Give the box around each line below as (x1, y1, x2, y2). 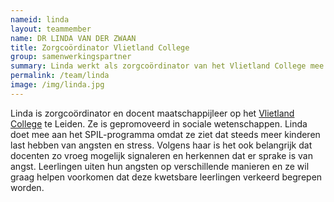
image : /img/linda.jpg (10, 80, 105, 90)
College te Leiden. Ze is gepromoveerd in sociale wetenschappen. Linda (10, 117, 308, 130)
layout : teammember (10, 24, 92, 34)
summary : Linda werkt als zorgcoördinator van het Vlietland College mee (10, 61, 325, 71)
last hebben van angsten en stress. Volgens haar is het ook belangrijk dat (10, 139, 313, 151)
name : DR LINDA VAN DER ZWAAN (10, 33, 137, 43)
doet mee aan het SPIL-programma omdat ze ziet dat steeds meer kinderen (10, 128, 321, 140)
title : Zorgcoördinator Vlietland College (10, 42, 190, 53)
